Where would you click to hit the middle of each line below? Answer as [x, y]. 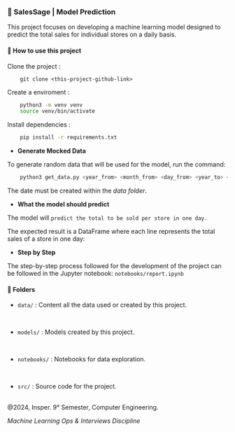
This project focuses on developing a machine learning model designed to [114, 27]
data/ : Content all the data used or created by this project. [102, 305]
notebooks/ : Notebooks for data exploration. [81, 359]
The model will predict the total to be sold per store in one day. [107, 218]
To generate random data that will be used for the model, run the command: [116, 165]
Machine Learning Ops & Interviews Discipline [74, 421]
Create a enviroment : [38, 92]
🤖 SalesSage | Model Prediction [62, 12]
